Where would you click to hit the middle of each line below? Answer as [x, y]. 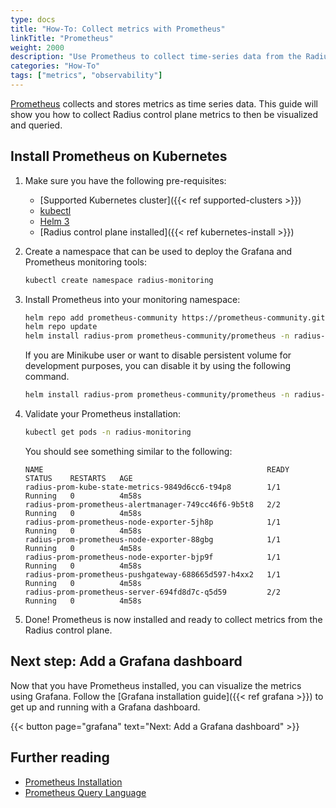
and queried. [36, 125]
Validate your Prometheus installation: [103, 414]
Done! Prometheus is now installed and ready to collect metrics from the [173, 619]
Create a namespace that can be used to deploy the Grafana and [158, 251]
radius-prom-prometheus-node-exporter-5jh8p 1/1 [152, 522]
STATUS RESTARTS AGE [78, 478]
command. [47, 377]
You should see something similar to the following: [128, 451]
